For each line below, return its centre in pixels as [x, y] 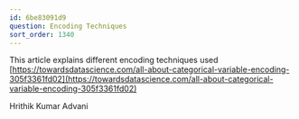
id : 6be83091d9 [38, 18]
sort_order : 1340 [42, 34]
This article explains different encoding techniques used [114, 60]
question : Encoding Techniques [68, 26]
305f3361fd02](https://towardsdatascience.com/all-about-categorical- [141, 79]
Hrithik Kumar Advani [49, 106]
